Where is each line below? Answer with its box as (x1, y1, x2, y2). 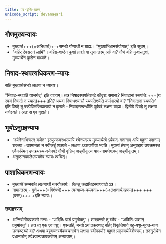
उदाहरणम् (5, 205, 22, 212)
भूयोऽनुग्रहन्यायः (5, 123, 40, 132)
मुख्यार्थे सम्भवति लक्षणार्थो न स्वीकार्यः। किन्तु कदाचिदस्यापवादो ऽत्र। (12, 182, 116, 187)
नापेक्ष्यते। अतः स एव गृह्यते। (5, 109, 50, 115)
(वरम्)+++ (12, 192, 31, 198)
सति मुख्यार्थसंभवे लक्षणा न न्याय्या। (5, 82, 59, 88)
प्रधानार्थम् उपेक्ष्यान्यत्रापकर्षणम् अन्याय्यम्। (12, 234, 76, 240)
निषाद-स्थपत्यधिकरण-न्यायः (5, 69, 69, 77)
